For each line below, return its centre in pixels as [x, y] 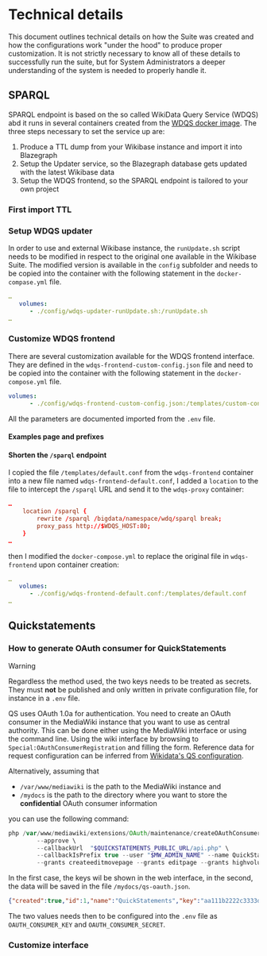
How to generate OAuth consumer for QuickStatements [117, 649]
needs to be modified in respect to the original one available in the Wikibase [132, 256]
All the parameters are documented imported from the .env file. [112, 418]
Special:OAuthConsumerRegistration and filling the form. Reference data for [132, 747]
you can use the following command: [69, 819]
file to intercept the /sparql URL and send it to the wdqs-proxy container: [126, 489]
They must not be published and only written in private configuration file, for [133, 689]
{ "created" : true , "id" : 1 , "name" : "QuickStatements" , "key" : [104, 901]
